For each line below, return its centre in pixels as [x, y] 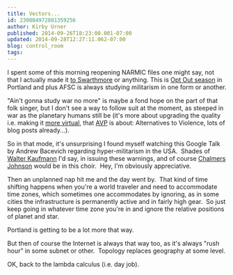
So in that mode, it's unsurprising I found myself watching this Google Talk [114, 143]
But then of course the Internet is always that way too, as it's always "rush [113, 243]
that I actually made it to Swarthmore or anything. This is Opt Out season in [115, 79]
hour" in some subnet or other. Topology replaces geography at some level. [116, 251]
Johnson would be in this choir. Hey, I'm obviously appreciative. [99, 166]
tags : [15, 53]
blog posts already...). [38, 130]
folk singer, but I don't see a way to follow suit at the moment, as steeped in [115, 108]
